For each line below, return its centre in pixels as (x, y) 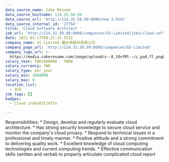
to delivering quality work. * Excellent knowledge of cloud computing (77, 143)
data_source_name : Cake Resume (38, 10)
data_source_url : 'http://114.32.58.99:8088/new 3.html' (66, 19)
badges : (13, 99)
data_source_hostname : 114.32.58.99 (44, 15)
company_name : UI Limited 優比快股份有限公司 (50, 43)
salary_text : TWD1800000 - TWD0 (39, 61)
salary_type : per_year (29, 71)
